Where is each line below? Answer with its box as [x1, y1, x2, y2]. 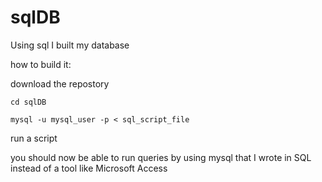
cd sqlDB [10, 97, 47, 107]
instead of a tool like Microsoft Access [10, 162, 168, 174]
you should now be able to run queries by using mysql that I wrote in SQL [10, 151, 312, 163]
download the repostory [10, 77, 110, 90]
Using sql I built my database [10, 39, 130, 51]
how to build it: [10, 58, 72, 70]
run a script [10, 132, 58, 144]
